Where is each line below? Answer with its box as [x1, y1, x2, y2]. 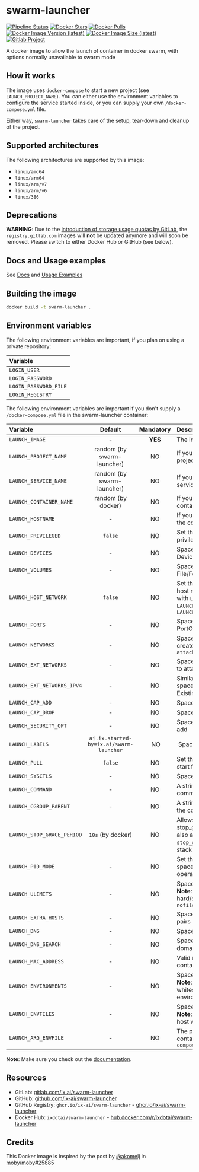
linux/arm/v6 [14, 187, 47, 193]
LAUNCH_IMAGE [9, 436, 46, 442]
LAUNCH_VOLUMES [9, 566, 52, 573]
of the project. [6, 123, 41, 130]
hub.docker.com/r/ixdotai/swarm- [110, 1113, 193, 1121]
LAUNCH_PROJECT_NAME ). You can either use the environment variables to [6, 93, 178, 100]
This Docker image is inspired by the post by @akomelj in [6, 1153, 146, 1160]
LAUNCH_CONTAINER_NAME [9, 498, 73, 505]
